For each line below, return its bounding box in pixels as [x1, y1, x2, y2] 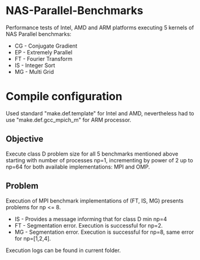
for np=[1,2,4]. [14, 234, 51, 242]
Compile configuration [6, 90, 123, 104]
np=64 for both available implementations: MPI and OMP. [6, 163, 150, 170]
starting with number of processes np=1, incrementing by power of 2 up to [6, 156, 193, 164]
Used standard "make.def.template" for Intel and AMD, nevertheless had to [6, 109, 194, 117]
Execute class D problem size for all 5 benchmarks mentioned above [6, 150, 179, 157]
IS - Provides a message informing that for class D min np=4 [14, 215, 168, 223]
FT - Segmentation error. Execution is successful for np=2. [14, 222, 163, 229]
